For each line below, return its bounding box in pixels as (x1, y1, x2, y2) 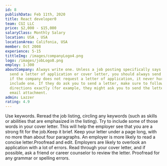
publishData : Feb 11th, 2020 (5, 12, 66, 17)
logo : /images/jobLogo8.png (5, 58, 64, 63)
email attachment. (9, 90, 48, 95)
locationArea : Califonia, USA (5, 40, 68, 45)
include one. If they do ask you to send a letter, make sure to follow (9, 81, 164, 86)
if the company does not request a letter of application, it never (9, 76, 155, 81)
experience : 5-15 (5, 49, 41, 54)
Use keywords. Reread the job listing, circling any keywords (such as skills (5, 113, 158, 119)
